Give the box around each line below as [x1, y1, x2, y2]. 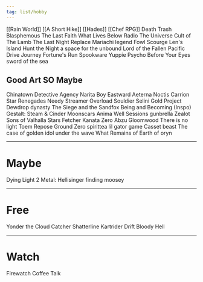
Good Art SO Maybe [6, 75, 83, 85]
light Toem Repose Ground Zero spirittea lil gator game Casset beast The [6, 123, 188, 130]
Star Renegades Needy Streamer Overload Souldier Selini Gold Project [6, 97, 182, 104]
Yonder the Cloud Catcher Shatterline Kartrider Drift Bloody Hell [6, 223, 165, 230]
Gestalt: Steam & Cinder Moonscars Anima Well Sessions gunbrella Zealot [6, 110, 190, 118]
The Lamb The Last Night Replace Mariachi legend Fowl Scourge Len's [6, 38, 183, 45]
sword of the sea [6, 57, 48, 65]
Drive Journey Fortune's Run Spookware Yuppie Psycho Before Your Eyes [6, 51, 190, 58]
